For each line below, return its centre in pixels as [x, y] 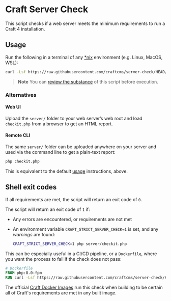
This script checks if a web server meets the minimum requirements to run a [85, 23]
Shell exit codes [31, 187]
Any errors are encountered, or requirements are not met [72, 219]
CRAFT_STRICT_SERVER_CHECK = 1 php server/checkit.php [70, 244]
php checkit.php [22, 161]
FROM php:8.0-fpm [24, 273]
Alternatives [21, 95]
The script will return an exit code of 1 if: [48, 209]
